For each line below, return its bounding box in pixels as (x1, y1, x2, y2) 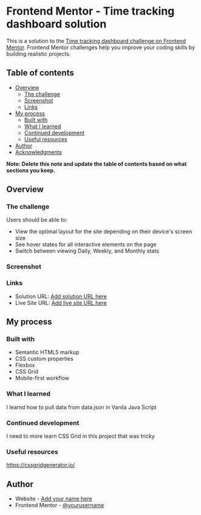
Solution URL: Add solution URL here (15, 293, 107, 300)
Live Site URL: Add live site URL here (15, 299, 107, 306)
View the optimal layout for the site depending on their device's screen (15, 228, 192, 235)
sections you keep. (6, 166, 56, 174)
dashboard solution (6, 17, 107, 31)
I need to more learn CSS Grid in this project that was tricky (6, 432, 155, 440)
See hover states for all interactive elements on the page (15, 241, 157, 248)
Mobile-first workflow (15, 375, 70, 382)
